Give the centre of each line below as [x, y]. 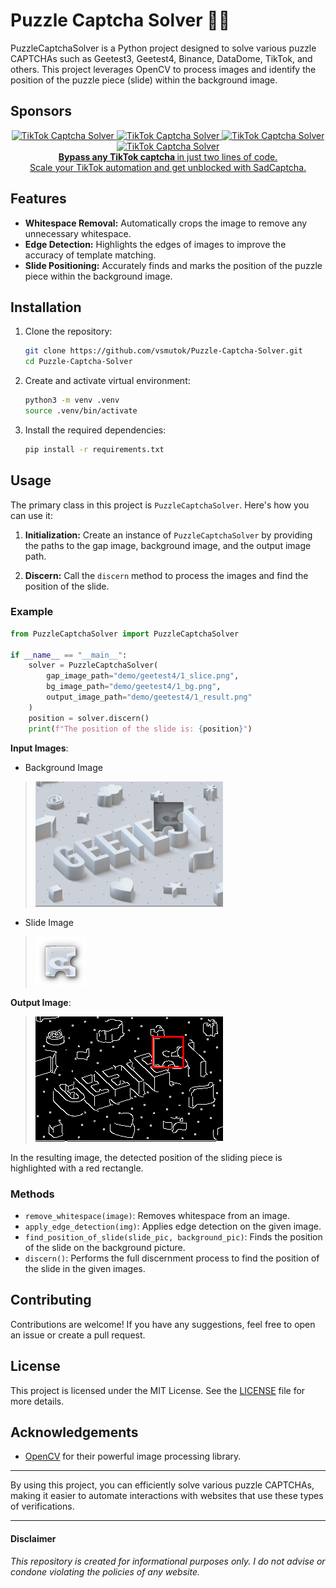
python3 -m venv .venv [72, 400]
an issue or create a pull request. [78, 1335]
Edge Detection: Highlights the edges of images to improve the [155, 244]
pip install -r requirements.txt [94, 449]
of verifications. [42, 1506]
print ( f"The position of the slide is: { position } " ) [140, 729]
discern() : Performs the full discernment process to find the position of [172, 1258]
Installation [46, 307]
